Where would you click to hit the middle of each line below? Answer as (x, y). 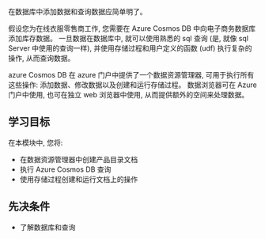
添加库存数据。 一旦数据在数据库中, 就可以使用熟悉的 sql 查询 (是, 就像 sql (129, 38)
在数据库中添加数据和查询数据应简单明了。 (78, 11)
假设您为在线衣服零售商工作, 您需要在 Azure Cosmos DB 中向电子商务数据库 (132, 28)
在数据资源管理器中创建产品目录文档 (79, 159)
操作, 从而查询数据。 (42, 58)
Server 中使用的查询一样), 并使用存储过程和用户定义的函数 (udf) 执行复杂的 (130, 48)
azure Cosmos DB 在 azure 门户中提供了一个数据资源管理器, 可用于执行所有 (131, 75)
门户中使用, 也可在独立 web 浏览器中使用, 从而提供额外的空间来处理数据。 (129, 95)
